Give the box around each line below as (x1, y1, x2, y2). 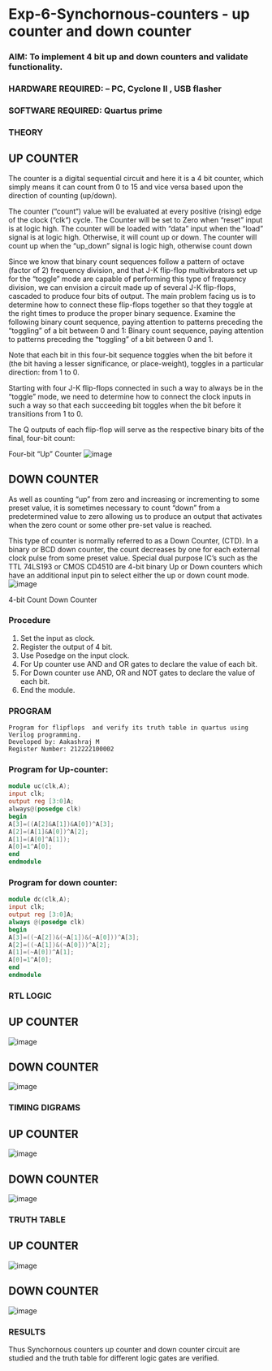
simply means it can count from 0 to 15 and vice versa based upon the (8, 182, 244, 192)
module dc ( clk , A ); (8, 895, 71, 904)
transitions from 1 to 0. (8, 409, 84, 418)
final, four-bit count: (8, 433, 76, 443)
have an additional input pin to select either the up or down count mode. (8, 570, 249, 580)
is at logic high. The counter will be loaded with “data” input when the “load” (8, 223, 264, 233)
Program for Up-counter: (8, 764, 109, 776)
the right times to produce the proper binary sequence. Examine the (8, 308, 235, 318)
